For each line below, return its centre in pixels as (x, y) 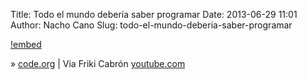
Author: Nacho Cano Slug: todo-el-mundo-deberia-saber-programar (151, 25)
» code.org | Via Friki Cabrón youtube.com (98, 63)
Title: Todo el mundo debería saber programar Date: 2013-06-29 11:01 (154, 14)
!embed (26, 44)
